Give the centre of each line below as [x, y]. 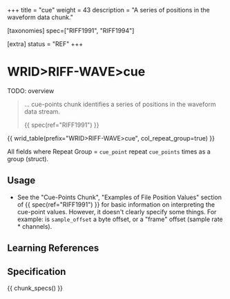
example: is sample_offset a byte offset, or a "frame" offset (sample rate [120, 219]
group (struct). [28, 158]
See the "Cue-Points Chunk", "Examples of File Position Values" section [119, 197]
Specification [37, 271]
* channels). [35, 226]
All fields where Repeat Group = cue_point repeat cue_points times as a [109, 152]
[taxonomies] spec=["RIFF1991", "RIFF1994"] [71, 31]
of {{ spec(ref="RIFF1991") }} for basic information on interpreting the [116, 204]
